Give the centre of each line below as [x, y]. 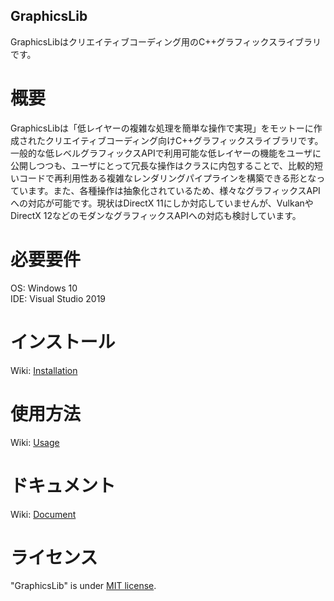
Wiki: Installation [44, 370]
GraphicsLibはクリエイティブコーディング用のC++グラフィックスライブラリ [166, 41]
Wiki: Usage [35, 442]
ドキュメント [63, 485]
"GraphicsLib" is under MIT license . [83, 586]
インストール [63, 341]
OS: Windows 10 [44, 288]
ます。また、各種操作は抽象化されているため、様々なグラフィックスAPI [174, 190]
